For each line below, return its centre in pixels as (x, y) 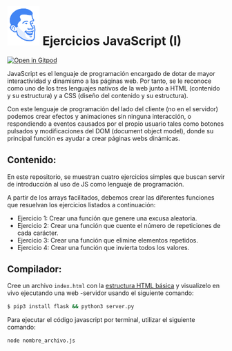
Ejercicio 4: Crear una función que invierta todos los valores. (103, 247)
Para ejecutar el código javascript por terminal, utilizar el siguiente (101, 320)
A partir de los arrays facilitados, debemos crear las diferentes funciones (111, 197)
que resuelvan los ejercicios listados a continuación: (81, 205)
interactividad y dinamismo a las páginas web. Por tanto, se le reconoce (109, 81)
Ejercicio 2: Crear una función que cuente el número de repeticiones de (119, 225)
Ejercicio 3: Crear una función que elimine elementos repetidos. (108, 240)
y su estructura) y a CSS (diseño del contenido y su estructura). (98, 95)
